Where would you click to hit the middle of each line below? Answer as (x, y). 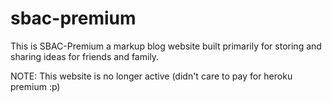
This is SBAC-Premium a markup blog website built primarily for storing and (166, 46)
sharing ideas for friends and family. (85, 56)
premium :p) (35, 86)
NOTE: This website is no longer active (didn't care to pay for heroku (151, 76)
